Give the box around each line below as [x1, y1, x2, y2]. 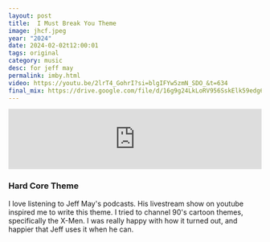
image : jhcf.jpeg [8, 27, 67, 35]
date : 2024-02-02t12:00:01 [8, 42, 99, 50]
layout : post [8, 11, 52, 20]
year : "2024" [8, 34, 52, 43]
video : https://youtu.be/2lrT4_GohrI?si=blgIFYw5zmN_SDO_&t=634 [8, 79, 228, 87]
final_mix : [8, 86, 45, 95]
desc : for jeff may [8, 64, 74, 72]
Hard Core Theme [8, 180, 79, 191]
